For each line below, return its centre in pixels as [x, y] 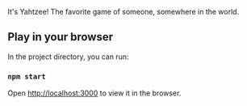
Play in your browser [61, 37]
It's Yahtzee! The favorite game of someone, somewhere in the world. [123, 12]
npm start [27, 76]
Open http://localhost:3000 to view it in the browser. [94, 93]
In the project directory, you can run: [68, 57]
